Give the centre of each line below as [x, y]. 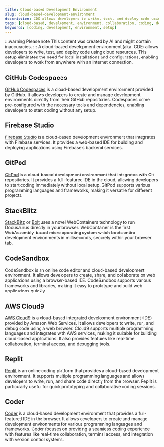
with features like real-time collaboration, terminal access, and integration [79, 434]
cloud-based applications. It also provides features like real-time [70, 339]
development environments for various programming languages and [73, 424]
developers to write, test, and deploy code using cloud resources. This [76, 52]
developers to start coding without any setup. [51, 110]
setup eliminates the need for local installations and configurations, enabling [82, 57]
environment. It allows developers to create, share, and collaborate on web [80, 275]
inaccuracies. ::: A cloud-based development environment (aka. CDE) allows [82, 47]
